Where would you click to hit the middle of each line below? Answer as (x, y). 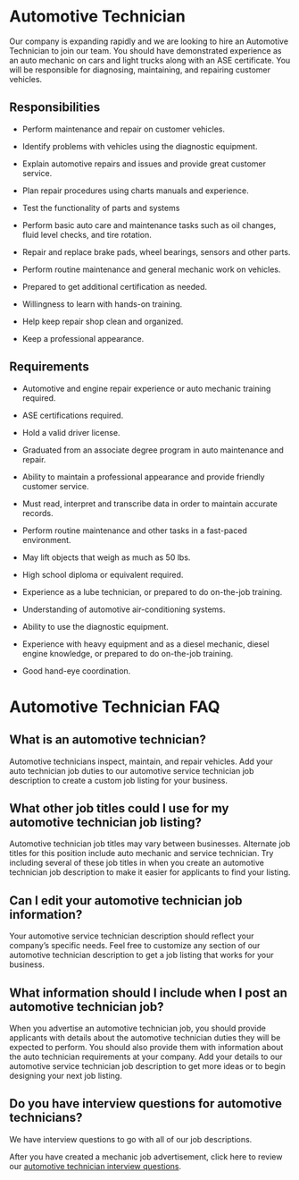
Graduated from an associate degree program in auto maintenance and (153, 450)
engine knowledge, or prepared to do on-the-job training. (128, 653)
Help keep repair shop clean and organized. (103, 321)
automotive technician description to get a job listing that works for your (141, 955)
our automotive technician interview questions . (95, 1166)
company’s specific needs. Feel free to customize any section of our (135, 946)
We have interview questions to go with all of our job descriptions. (131, 1139)
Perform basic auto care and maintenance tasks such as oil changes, (149, 225)
